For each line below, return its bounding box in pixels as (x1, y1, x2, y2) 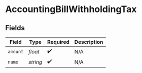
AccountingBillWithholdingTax (5, 4, 137, 15)
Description (74, 39, 103, 45)
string (28, 58, 43, 65)
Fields (5, 24, 25, 32)
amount (8, 49, 24, 54)
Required (47, 39, 70, 45)
